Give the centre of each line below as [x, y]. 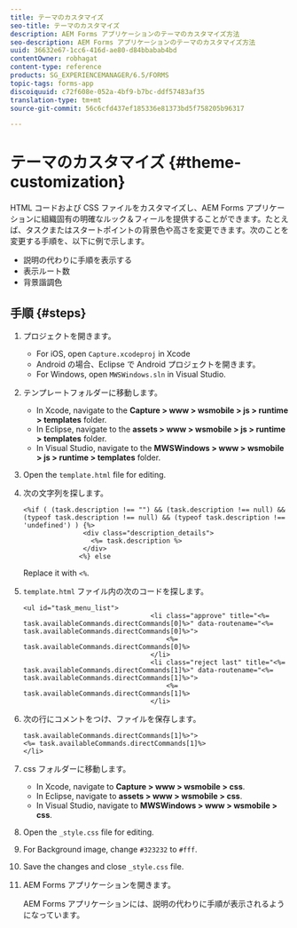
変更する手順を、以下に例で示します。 [80, 242]
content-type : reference [56, 67]
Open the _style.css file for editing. [88, 832]
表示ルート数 [46, 271]
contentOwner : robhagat [54, 59]
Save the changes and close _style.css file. [103, 866]
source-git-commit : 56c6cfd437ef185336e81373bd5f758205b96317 [127, 108]
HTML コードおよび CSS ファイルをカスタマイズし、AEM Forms [127, 208]
